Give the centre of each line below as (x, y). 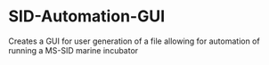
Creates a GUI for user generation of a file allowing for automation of (134, 41)
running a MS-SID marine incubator (73, 50)
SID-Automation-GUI (87, 16)
